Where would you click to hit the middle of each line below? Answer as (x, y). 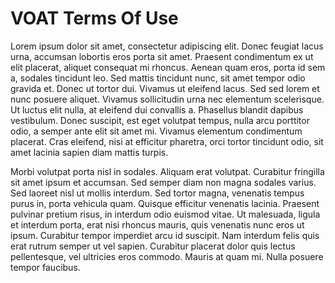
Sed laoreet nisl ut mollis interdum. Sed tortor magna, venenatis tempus (157, 193)
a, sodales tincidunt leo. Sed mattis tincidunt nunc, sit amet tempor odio (158, 78)
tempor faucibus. (45, 267)
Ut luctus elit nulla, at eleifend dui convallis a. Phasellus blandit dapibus (157, 109)
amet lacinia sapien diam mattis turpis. (89, 152)
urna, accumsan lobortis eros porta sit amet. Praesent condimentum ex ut (162, 56)
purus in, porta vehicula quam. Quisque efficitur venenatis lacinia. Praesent (165, 203)
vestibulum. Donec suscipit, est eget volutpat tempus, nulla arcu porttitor (160, 120)
